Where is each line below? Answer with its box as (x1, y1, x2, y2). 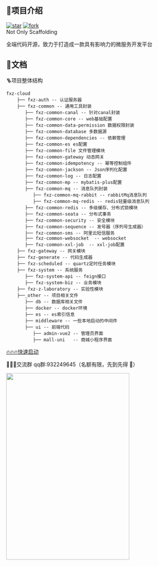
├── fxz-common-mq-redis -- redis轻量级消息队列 (32, 198, 150, 204)
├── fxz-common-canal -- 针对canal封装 (24, 109, 120, 115)
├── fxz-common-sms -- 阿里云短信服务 (24, 230, 115, 236)
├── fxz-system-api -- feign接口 (24, 273, 106, 279)
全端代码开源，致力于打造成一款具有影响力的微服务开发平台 (6, 41, 153, 48)
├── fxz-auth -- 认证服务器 (17, 97, 82, 103)
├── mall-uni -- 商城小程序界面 (32, 337, 112, 343)
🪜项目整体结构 (6, 76, 43, 84)
